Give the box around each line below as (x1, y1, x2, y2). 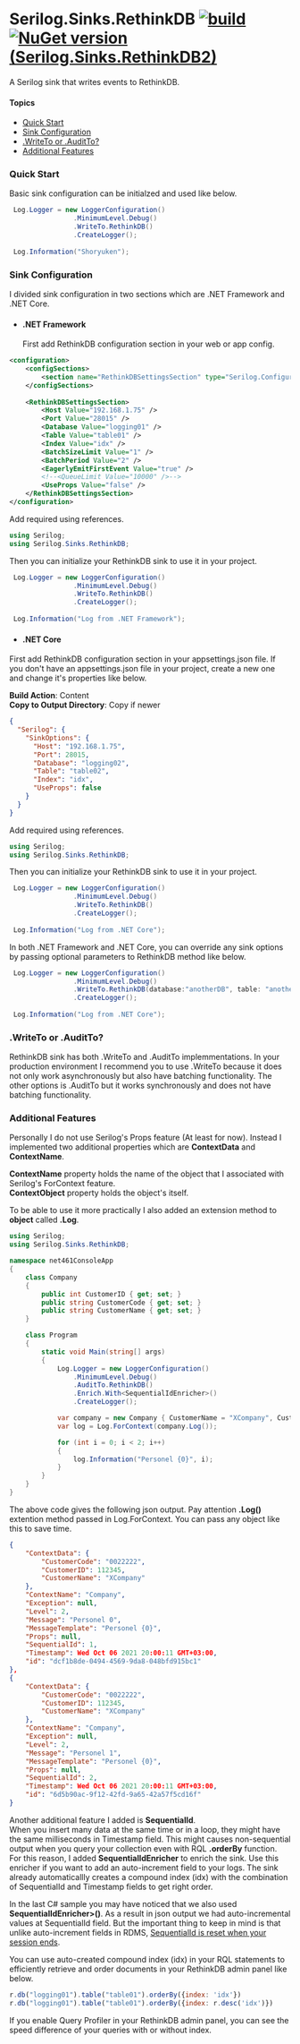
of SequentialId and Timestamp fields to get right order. (9, 1881, 213, 1892)
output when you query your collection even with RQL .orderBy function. (9, 1843, 278, 1853)
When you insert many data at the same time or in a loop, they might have (9, 1824, 281, 1834)
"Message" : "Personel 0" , (25, 1615, 122, 1624)
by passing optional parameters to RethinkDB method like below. (9, 951, 247, 962)
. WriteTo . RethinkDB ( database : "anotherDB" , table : (72, 985, 262, 994)
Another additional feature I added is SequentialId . (9, 1814, 196, 1826)
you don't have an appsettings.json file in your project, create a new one (9, 663, 275, 674)
